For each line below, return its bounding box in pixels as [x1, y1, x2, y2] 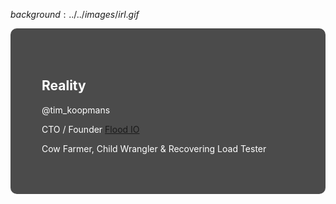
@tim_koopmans [41, 104, 111, 116]
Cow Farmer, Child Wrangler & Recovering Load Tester [41, 142, 267, 154]
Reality [41, 77, 87, 94]
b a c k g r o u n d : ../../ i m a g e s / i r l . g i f [10, 9, 140, 20]
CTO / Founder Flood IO [41, 123, 140, 135]
